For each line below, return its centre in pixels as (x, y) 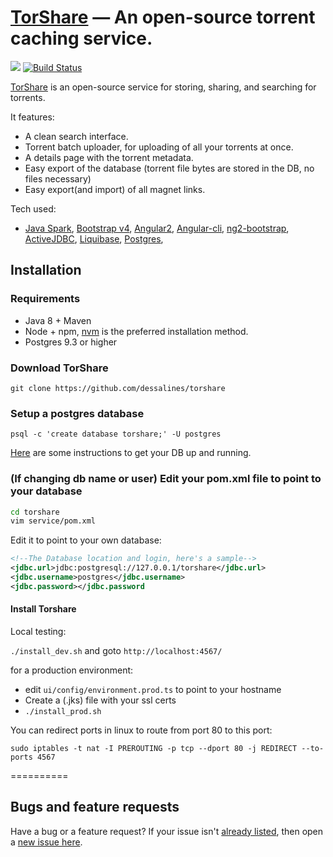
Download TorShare (59, 368)
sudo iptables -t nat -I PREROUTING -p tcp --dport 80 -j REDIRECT (154, 748)
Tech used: (33, 208)
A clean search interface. (76, 136)
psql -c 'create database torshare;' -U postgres (116, 434)
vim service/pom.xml (53, 521)
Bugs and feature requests (95, 807)
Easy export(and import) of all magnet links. (115, 189)
